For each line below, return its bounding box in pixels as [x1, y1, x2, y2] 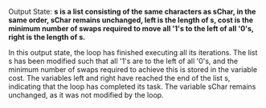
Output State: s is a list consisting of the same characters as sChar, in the [8, 7, 256, 16]
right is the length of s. [8, 32, 86, 42]
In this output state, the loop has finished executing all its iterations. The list [8, 48, 258, 57]
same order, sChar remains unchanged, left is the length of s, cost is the [8, 15, 254, 25]
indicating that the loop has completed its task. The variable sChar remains [8, 82, 256, 91]
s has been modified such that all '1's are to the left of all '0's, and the [8, 56, 239, 66]
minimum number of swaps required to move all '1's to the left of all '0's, [8, 24, 255, 33]
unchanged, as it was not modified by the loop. [8, 90, 164, 99]
